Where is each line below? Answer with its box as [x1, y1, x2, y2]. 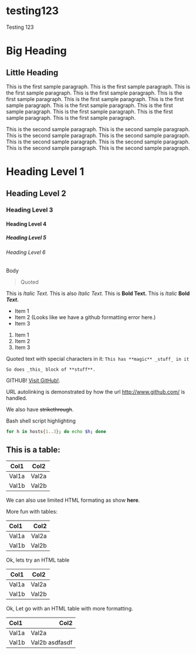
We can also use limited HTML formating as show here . [6, 497, 140, 504]
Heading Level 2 [6, 188, 66, 198]
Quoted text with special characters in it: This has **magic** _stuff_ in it [6, 355, 190, 362]
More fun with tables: [6, 508, 58, 515]
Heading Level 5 [6, 234, 47, 241]
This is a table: [6, 445, 60, 455]
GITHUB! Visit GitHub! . [6, 377, 60, 384]
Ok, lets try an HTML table [6, 556, 70, 564]
